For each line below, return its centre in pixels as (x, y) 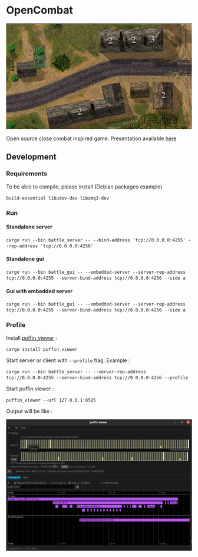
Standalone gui (25, 259)
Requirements (27, 174)
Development (32, 157)
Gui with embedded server (39, 291)
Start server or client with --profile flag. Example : (68, 360)
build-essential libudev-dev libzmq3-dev (58, 198)
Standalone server (29, 227)
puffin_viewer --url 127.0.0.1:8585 (51, 400)
